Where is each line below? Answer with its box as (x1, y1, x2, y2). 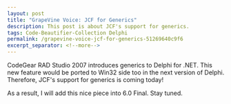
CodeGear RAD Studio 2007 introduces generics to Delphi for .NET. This (7, 61, 212, 69)
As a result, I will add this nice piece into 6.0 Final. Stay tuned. (7, 89, 183, 97)
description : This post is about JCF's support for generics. (7, 23, 190, 30)
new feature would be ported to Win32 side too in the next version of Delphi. (7, 68, 225, 76)
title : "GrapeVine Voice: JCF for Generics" (7, 17, 137, 23)
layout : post (7, 10, 45, 17)
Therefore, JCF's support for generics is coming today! (7, 76, 164, 83)
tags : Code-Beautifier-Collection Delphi (7, 29, 128, 37)
